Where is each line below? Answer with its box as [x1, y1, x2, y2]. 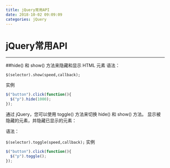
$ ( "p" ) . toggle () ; [10, 153, 47, 159]
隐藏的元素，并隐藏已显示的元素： [6, 117, 77, 124]
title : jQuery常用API [6, 7, 50, 13]
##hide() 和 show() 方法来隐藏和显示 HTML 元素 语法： [6, 63, 120, 69]
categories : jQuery [6, 17, 47, 22]
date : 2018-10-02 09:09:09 [6, 12, 63, 17]
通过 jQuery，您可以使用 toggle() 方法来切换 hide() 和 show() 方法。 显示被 [6, 111, 161, 117]
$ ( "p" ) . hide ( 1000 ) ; [10, 97, 51, 102]
